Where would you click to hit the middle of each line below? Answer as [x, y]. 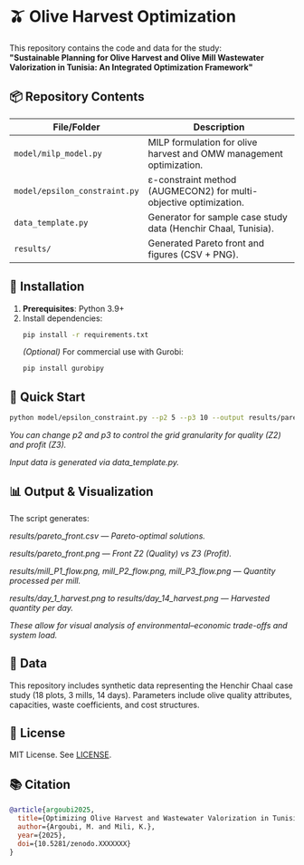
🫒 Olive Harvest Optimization [123, 17]
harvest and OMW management [215, 153]
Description [219, 127]
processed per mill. [45, 580]
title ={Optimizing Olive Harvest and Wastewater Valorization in [143, 819]
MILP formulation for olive [203, 142]
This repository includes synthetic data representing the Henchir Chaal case [152, 685]
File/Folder [76, 127]
